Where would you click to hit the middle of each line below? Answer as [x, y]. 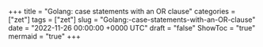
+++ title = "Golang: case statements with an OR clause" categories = [122, 11]
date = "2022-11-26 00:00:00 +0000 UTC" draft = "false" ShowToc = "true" [132, 28]
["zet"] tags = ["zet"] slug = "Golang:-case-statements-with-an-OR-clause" [132, 20]
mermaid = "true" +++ [44, 36]
